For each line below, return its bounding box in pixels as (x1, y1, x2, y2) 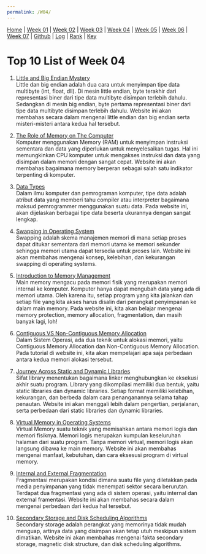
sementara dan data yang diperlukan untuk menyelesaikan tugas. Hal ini (15, 145, 198, 152)
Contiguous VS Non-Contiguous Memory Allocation (15, 329, 147, 337)
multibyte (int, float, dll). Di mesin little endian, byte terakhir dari (15, 87, 177, 95)
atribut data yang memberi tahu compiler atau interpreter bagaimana (15, 196, 189, 203)
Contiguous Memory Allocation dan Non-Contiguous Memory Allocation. (15, 342, 200, 350)
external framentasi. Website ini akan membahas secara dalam (15, 496, 175, 503)
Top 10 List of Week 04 (7, 53, 126, 68)
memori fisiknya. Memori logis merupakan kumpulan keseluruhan (15, 431, 181, 439)
